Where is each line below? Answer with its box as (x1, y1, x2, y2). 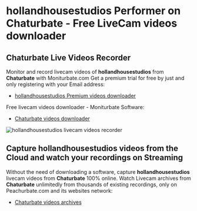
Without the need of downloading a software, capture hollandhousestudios (6, 168, 190, 175)
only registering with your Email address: (6, 81, 105, 88)
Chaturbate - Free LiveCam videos (6, 17, 178, 30)
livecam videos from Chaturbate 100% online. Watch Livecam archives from (6, 174, 191, 182)
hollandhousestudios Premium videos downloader (14, 93, 136, 99)
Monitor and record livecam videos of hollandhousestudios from (6, 68, 164, 75)
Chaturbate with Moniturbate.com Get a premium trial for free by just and (6, 75, 185, 81)
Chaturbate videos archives (14, 199, 82, 206)
